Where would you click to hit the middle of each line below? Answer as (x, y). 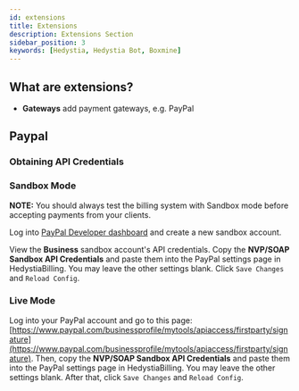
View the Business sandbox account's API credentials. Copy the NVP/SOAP (149, 249)
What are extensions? (71, 87)
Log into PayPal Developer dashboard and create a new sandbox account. (145, 232)
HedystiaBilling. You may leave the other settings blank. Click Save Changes (146, 268)
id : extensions (37, 17)
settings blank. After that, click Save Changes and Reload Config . (126, 377)
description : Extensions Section (71, 34)
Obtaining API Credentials (67, 162)
